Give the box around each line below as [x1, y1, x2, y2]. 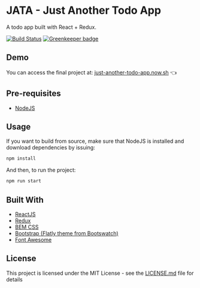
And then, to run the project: [6, 166, 76, 174]
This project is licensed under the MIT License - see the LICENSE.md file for [6, 269, 194, 277]
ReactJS [14, 211, 36, 218]
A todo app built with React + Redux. [6, 23, 97, 31]
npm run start [6, 178, 42, 184]
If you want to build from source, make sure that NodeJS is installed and [6, 137, 184, 145]
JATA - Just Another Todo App [6, 4, 162, 17]
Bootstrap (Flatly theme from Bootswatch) [14, 229, 119, 237]
